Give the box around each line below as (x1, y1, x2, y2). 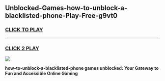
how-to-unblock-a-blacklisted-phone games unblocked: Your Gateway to (5, 65, 159, 71)
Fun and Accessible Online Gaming (5, 70, 78, 76)
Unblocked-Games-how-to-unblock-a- (5, 4, 128, 12)
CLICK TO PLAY (5, 27, 43, 33)
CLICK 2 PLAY (5, 45, 39, 52)
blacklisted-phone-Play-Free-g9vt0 (5, 12, 118, 20)
